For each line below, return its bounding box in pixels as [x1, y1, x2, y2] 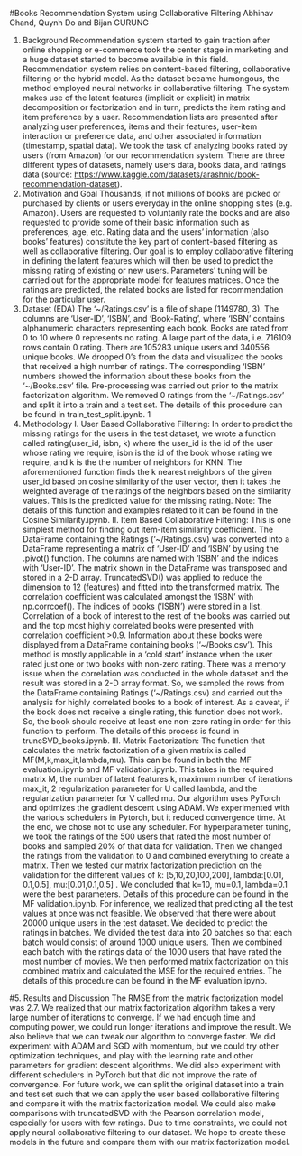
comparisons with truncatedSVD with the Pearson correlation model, [9, 1108, 264, 1118]
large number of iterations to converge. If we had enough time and [9, 1011, 256, 1022]
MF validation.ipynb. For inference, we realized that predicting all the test [22, 899, 294, 909]
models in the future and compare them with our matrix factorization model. [9, 1137, 291, 1147]
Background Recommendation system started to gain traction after [22, 35, 270, 45]
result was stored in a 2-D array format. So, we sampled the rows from [22, 677, 285, 688]
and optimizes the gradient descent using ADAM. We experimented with [22, 803, 290, 813]
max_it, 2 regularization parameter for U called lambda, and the [22, 783, 258, 794]
